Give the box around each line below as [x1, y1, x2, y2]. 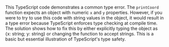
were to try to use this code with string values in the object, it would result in [5, 15, 164, 20]
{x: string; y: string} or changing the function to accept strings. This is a [5, 31, 154, 36]
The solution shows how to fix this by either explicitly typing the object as [5, 25, 158, 31]
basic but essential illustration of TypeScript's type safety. [5, 36, 126, 42]
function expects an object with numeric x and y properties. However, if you [5, 9, 162, 15]
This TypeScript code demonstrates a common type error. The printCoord [5, 4, 159, 10]
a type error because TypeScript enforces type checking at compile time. [5, 20, 158, 26]
